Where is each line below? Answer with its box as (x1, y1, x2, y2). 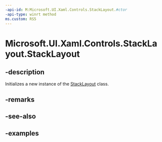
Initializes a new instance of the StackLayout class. (5, 81, 109, 87)
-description (5, 68, 45, 76)
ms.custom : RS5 (5, 16, 37, 21)
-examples (5, 129, 39, 138)
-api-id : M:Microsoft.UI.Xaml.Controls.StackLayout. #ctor (5, 7, 127, 12)
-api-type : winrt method (5, 12, 56, 17)
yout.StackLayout (5, 48, 80, 59)
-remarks (5, 95, 35, 104)
